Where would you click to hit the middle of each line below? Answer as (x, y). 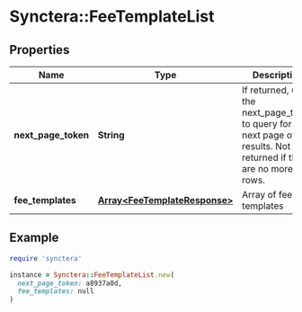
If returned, (266, 90)
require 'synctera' (46, 258)
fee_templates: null (56, 291)
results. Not (266, 146)
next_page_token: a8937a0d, (70, 283)
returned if (264, 157)
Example (34, 238)
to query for (267, 124)
